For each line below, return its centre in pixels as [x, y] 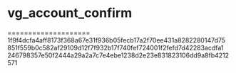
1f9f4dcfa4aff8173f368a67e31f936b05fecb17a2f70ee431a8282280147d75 [117, 40]
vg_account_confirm [70, 13]
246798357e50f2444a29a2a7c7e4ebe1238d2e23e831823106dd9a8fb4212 [118, 55]
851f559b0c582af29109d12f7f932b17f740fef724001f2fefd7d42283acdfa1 [116, 47]
